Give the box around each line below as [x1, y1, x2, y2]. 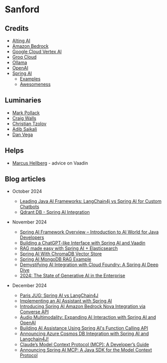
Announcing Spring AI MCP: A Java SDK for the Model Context [19, 347, 152, 353]
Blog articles [5, 175, 46, 184]
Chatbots [19, 204, 39, 210]
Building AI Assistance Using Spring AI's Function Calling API [19, 325, 149, 331]
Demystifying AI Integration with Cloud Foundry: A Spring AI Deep [19, 261, 159, 268]
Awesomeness [19, 81, 51, 87]
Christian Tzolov [12, 120, 47, 127]
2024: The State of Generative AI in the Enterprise [19, 273, 126, 279]
